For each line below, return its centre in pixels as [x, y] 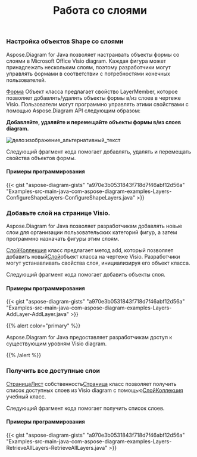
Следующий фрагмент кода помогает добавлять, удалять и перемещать [99, 151]
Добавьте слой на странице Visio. [58, 213]
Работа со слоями [100, 10]
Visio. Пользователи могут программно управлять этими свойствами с [97, 104]
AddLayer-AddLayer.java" [38, 314]
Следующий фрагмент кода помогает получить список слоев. [85, 408]
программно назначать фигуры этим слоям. [63, 239]
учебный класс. [26, 396]
